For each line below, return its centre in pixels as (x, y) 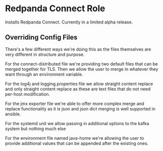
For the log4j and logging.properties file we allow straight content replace (79, 84)
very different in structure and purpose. (45, 54)
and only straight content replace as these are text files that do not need (78, 89)
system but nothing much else (35, 129)
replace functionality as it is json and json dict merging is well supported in (80, 108)
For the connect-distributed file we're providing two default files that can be (81, 64)
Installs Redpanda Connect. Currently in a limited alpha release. (69, 22)
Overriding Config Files (41, 37)
